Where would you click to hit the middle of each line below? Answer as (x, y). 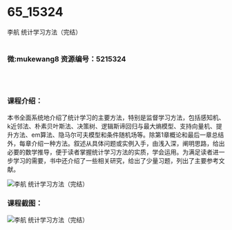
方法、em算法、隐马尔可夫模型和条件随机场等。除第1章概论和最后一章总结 (118, 135)
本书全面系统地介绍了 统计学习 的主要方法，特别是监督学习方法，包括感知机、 (116, 117)
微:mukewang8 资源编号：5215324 (67, 59)
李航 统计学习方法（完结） (44, 32)
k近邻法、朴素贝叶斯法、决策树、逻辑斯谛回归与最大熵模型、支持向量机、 (112, 126)
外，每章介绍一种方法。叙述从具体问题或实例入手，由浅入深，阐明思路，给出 (116, 143)
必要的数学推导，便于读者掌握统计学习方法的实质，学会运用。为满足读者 (110, 152)
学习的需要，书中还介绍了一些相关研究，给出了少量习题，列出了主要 (110, 160)
